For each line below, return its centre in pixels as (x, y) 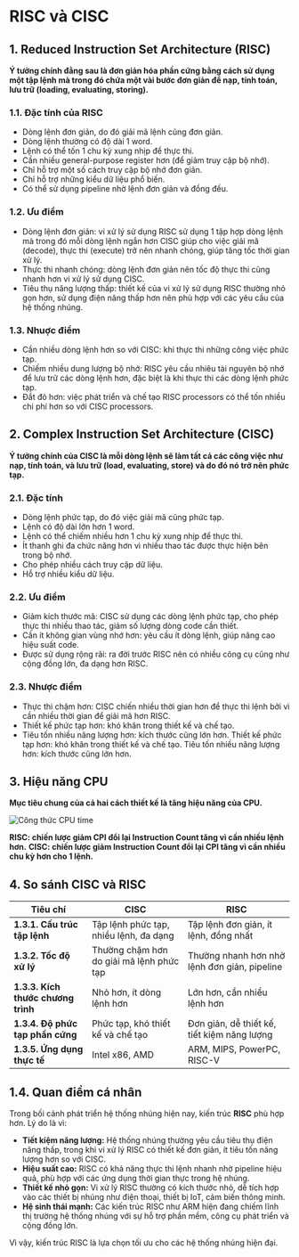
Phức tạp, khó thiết (131, 1024)
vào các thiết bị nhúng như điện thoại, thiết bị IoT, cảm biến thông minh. (154, 1197)
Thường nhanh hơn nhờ (236, 956)
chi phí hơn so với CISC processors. (88, 406)
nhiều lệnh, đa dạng (133, 935)
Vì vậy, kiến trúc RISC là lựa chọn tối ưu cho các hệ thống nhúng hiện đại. (144, 1243)
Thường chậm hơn (130, 951)
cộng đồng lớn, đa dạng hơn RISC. (85, 664)
